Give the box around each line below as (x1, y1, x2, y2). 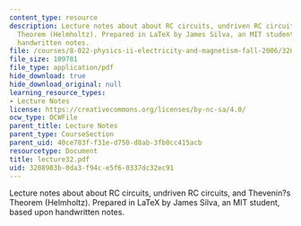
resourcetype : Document (9, 146, 99, 155)
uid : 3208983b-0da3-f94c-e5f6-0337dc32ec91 (9, 163, 175, 172)
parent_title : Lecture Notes (9, 122, 118, 131)
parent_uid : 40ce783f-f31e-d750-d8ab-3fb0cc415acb (9, 138, 202, 147)
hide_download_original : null (9, 80, 123, 89)
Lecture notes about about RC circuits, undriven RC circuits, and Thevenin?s (9, 187, 291, 198)
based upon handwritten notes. (9, 207, 125, 218)
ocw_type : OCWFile (9, 113, 78, 122)
